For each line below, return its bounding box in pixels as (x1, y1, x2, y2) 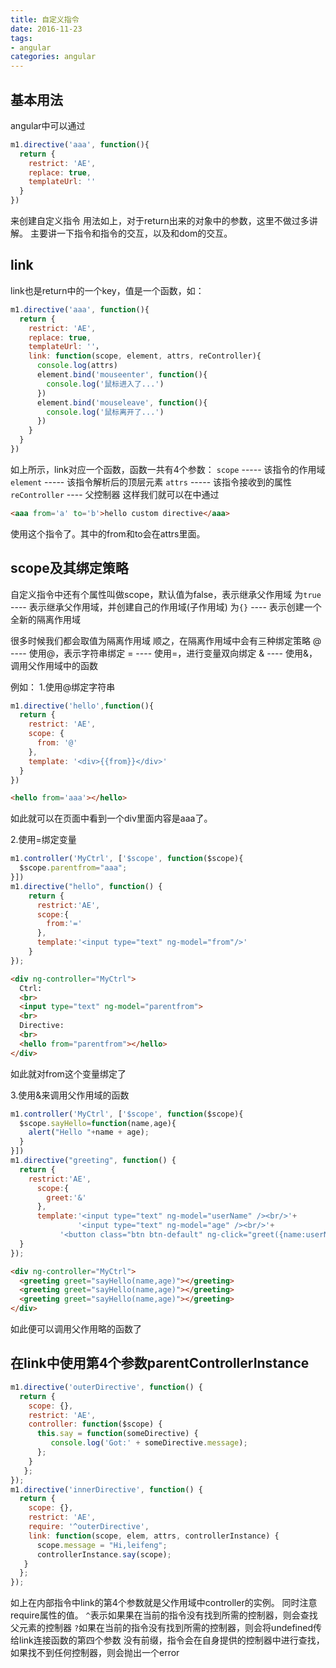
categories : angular (10, 52, 97, 62)
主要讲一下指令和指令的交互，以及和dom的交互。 (29, 227, 233, 240)
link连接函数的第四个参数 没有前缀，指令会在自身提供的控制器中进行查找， (18, 1634, 325, 1646)
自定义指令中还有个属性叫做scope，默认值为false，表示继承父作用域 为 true (10, 588, 322, 600)
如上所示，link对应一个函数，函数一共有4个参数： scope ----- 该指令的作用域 (10, 463, 326, 475)
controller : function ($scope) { (28, 1419, 163, 1430)
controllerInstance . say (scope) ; (36, 1549, 172, 1560)
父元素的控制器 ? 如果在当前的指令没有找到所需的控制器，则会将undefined (10, 1622, 313, 1634)
